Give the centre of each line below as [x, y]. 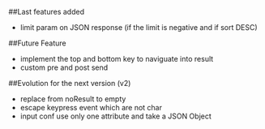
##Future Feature [37, 43]
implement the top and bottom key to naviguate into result [117, 59]
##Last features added [47, 12]
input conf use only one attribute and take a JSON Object [116, 116]
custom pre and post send [64, 67]
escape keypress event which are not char [91, 107]
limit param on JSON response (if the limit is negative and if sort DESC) [139, 27]
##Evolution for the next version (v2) [70, 83]
